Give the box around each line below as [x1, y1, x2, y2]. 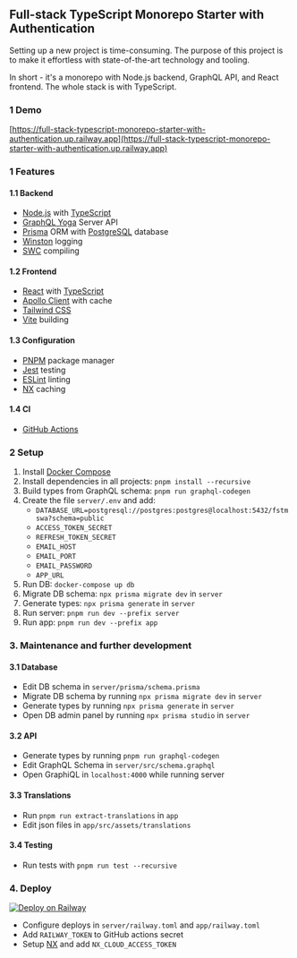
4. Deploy [9, 882, 52, 894]
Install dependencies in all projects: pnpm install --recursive [21, 476, 251, 487]
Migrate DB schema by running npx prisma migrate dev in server [21, 691, 262, 702]
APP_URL [35, 571, 64, 580]
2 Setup [9, 446, 45, 458]
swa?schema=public [35, 514, 105, 523]
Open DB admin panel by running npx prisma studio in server [21, 710, 250, 721]
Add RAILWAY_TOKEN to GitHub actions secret [21, 929, 184, 940]
